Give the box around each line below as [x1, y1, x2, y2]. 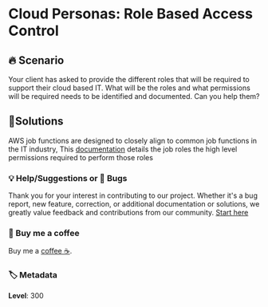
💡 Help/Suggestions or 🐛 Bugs [8, 172, 128, 183]
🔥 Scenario [8, 53, 65, 67]
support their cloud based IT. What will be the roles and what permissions [8, 83, 251, 92]
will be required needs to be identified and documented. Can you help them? [8, 92, 260, 100]
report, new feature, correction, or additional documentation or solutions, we [8, 199, 260, 209]
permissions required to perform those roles [8, 152, 154, 162]
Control [8, 22, 60, 40]
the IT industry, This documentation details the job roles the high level [8, 144, 238, 154]
